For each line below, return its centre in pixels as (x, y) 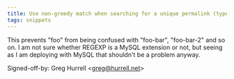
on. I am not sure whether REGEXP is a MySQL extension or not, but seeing (115, 47)
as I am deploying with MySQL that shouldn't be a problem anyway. (104, 54)
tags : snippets (29, 20)
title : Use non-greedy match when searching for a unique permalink (109, 14)
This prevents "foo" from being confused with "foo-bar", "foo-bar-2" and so (116, 39)
